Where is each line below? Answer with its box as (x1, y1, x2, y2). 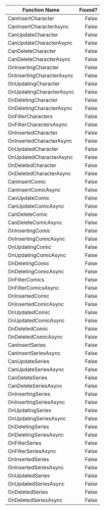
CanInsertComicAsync (8, 186, 61, 193)
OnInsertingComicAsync (8, 236, 65, 242)
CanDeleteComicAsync (8, 219, 63, 226)
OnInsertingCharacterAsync (8, 72, 74, 79)
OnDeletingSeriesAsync (8, 432, 64, 438)
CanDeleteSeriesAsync (8, 382, 63, 389)
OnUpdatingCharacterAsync (8, 88, 74, 95)
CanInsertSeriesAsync (8, 350, 61, 356)
